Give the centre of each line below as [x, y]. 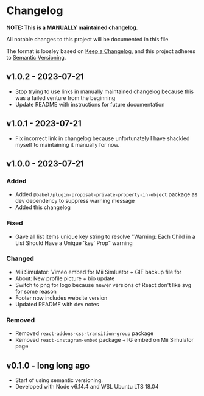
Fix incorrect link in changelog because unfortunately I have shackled [102, 138]
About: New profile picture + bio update [65, 278]
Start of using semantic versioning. [59, 380]
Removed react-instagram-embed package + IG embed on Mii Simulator [104, 340]
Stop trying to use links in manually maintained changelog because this [104, 91]
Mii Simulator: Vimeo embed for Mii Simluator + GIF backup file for [98, 272]
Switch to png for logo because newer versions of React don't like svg [103, 285]
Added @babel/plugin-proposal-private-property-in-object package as [106, 194]
